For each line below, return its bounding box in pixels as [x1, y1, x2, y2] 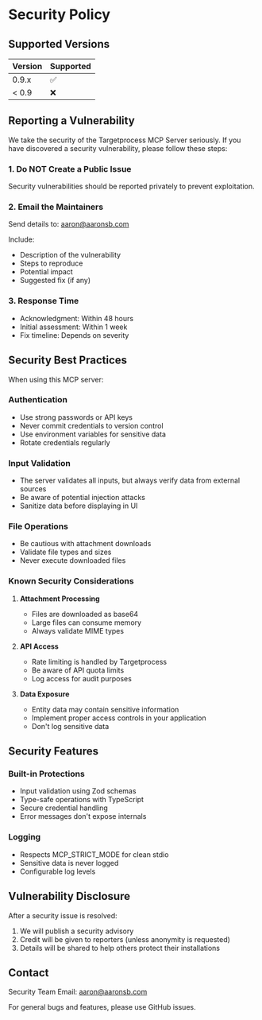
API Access [19, 642, 60, 651]
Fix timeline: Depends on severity [19, 330, 129, 339]
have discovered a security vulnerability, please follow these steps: [8, 143, 228, 153]
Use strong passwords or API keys [19, 412, 133, 422]
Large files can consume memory [31, 618, 141, 627]
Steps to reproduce [19, 258, 83, 268]
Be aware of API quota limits [31, 665, 125, 675]
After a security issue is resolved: [8, 910, 118, 920]
